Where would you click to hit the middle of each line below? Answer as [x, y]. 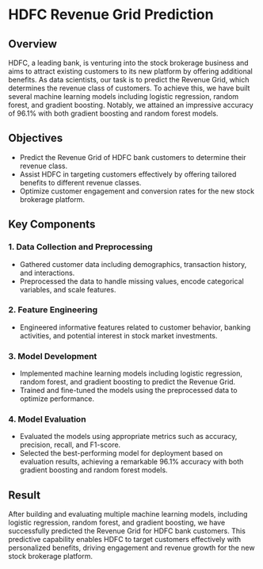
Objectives [36, 138]
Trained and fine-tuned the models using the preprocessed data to [128, 391]
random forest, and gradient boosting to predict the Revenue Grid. [128, 382]
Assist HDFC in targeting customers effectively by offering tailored [128, 174]
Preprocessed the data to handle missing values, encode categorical [131, 281]
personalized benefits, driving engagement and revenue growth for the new [131, 548]
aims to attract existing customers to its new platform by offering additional [131, 71]
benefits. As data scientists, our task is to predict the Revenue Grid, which [129, 80]
